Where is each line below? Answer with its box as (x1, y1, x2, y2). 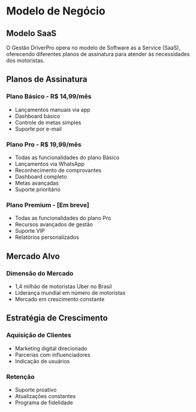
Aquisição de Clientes (6, 331, 72, 339)
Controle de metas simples (14, 118, 82, 126)
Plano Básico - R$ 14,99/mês (6, 92, 92, 100)
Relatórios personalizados (14, 233, 80, 241)
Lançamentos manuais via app (14, 106, 91, 113)
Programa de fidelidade (14, 399, 73, 406)
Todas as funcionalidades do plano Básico (14, 153, 120, 161)
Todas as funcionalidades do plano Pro (14, 215, 111, 222)
